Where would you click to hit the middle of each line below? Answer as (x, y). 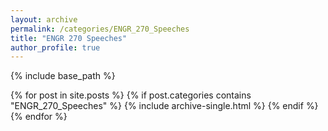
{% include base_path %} (63, 76)
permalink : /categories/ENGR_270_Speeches (100, 29)
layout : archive (44, 19)
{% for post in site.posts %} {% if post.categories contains (131, 95)
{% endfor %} (39, 117)
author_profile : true (55, 47)
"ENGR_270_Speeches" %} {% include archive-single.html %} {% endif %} (164, 106)
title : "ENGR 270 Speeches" (69, 38)
